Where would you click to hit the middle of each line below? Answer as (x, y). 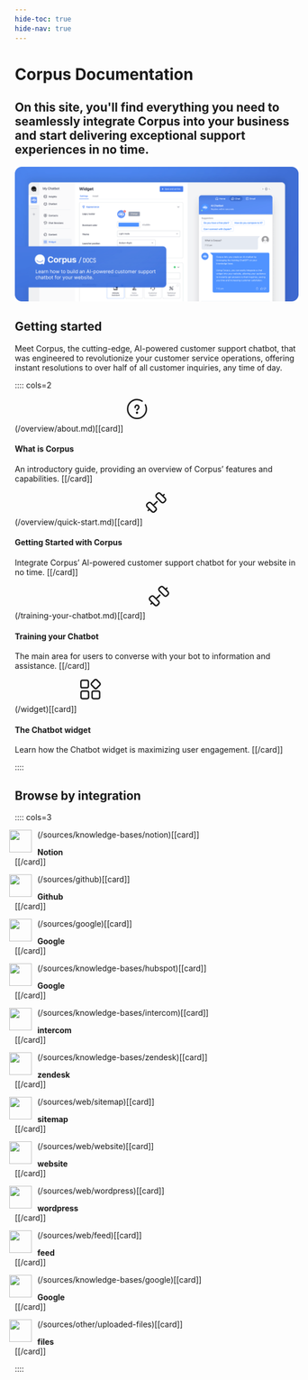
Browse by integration (78, 795)
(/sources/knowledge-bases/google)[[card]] (119, 1280)
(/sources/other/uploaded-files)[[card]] (110, 1324)
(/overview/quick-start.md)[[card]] (79, 522)
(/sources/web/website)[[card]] (95, 1147)
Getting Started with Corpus (68, 543)
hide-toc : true (43, 19)
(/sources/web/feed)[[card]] (90, 1236)
